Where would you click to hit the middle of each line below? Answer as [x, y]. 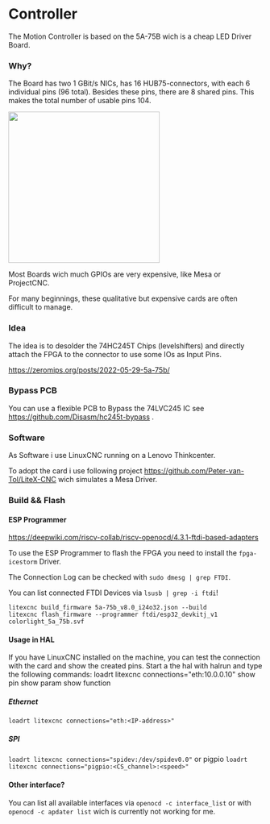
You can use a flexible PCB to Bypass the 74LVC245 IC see [106, 408]
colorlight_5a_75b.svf [46, 622]
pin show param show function [60, 683]
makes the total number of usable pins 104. [80, 101]
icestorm [23, 562]
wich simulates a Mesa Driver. [108, 480]
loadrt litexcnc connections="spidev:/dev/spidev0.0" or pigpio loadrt [128, 759]
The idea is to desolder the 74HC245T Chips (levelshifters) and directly [127, 345]
